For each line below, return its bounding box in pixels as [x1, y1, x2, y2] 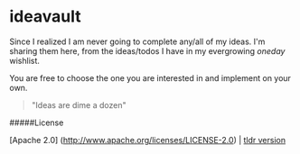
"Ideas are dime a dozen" [31, 99, 127, 110]
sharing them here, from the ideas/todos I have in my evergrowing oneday [9, 45, 286, 56]
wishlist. [9, 55, 41, 66]
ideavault [9, 6, 81, 27]
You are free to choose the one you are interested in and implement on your [9, 72, 292, 83]
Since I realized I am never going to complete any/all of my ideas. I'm [9, 36, 266, 47]
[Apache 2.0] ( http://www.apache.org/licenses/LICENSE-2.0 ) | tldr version [9, 134, 286, 145]
